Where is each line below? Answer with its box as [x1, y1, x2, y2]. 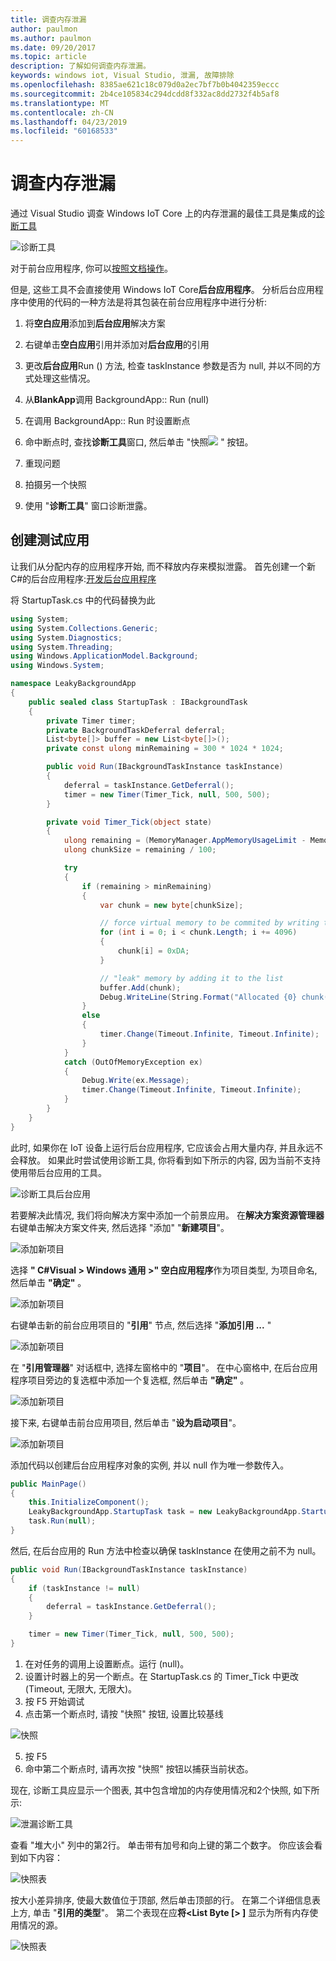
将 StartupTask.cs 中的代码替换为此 [10, 594, 156, 606]
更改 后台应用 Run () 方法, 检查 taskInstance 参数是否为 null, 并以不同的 [24, 360, 313, 372]
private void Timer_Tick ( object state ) [46, 817, 213, 827]
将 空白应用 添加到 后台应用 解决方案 [24, 317, 166, 330]
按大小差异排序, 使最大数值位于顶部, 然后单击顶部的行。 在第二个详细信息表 [10, 1894, 321, 1906]
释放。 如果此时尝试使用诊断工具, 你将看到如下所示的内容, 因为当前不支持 [18, 1154, 321, 1166]
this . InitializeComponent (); [28, 1497, 150, 1508]
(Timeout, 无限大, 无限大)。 [24, 1682, 138, 1695]
